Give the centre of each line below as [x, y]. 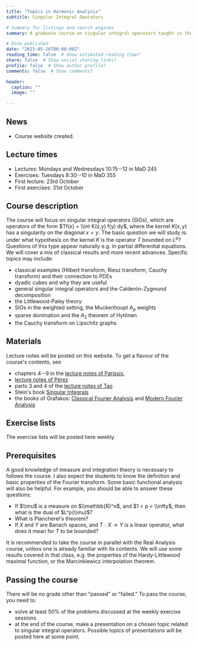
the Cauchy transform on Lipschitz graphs [65, 323]
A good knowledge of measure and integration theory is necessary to [90, 470]
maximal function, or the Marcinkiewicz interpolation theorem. [81, 561]
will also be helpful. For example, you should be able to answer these [89, 488]
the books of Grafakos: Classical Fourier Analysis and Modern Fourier [98, 398]
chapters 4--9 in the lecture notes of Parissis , [69, 373]
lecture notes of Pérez [41, 379]
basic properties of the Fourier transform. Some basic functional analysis [94, 482]
